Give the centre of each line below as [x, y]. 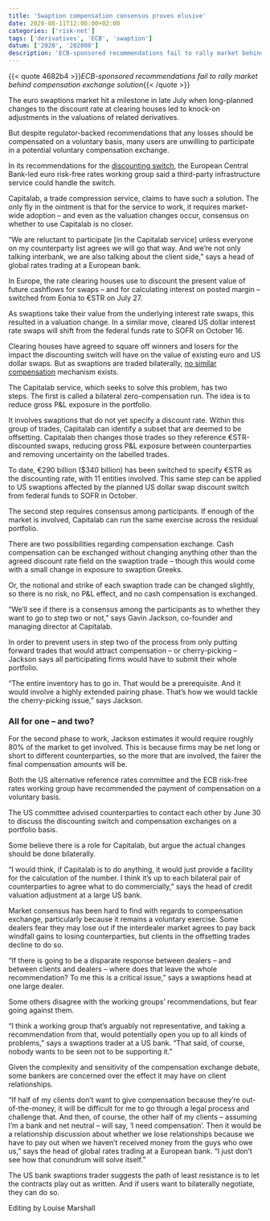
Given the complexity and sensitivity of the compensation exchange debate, [134, 1067]
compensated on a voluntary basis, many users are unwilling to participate [132, 141]
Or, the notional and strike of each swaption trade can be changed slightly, [132, 585]
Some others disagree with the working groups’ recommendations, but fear [133, 1002]
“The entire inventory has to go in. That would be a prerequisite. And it [125, 683]
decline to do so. [36, 945]
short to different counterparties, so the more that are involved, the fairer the [135, 756]
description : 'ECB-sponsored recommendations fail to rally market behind [136, 53]
